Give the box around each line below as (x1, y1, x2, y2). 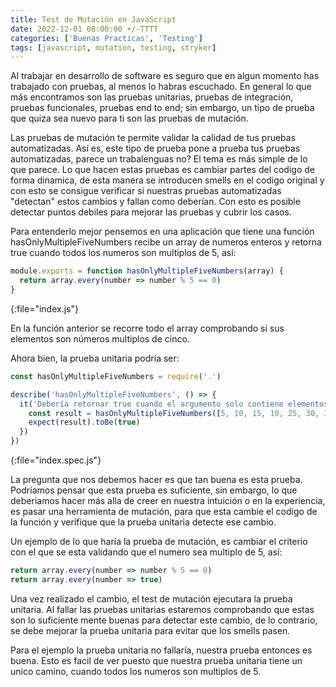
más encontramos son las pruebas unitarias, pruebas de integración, (10, 91, 294, 103)
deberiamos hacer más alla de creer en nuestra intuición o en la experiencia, (10, 495, 326, 506)
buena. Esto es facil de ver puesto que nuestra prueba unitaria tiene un (10, 654, 303, 666)
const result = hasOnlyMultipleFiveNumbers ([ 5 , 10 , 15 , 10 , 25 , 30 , (28, 408, 320, 418)
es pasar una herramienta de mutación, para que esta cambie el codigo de (10, 506, 318, 517)
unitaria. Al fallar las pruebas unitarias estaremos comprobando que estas (10, 603, 315, 615)
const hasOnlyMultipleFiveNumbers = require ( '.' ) (10, 371, 222, 381)
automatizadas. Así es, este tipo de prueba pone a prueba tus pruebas (10, 142, 301, 155)
